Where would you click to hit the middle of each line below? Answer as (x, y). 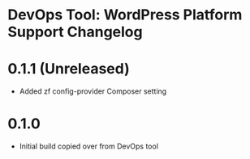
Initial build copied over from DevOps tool (89, 146)
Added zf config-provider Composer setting (93, 91)
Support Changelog (75, 32)
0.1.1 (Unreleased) (69, 69)
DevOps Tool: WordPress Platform (125, 15)
